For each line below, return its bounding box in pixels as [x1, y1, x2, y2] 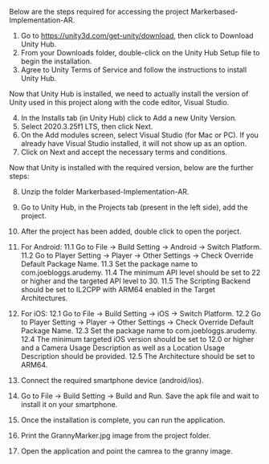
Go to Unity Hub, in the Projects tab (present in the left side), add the [20, 202, 248, 212]
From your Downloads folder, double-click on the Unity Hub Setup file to [20, 48, 260, 57]
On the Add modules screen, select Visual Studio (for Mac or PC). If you [20, 130, 259, 140]
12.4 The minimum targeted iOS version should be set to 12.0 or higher [20, 335, 255, 344]
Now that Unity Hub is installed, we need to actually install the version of [9, 89, 249, 99]
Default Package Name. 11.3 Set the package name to [20, 259, 198, 268]
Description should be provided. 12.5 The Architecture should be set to [20, 352, 255, 360]
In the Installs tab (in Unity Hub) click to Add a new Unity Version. [20, 113, 238, 123]
